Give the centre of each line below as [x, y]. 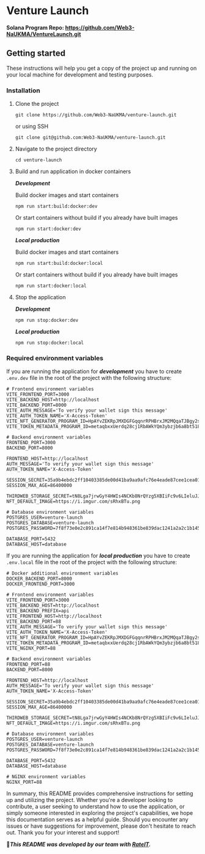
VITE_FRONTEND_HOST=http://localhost [54, 616]
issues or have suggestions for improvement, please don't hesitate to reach [101, 826]
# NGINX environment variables [46, 777]
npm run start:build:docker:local [59, 264]
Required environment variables [55, 358]
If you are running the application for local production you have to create [98, 556]
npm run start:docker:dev [48, 229]
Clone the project [37, 104]
